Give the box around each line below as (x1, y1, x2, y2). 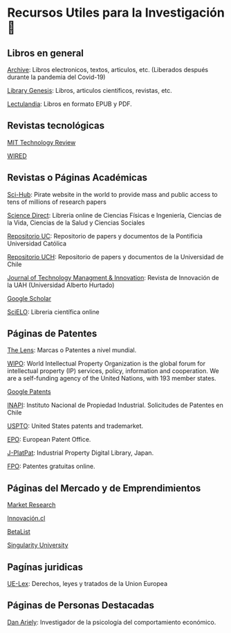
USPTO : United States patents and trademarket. (7, 422, 144, 431)
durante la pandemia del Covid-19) (7, 73, 106, 81)
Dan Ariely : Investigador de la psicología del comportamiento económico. (7, 618, 216, 626)
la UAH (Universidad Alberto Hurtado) (7, 281, 115, 289)
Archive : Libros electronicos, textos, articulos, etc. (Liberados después (7, 66, 209, 73)
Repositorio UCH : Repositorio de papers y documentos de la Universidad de (7, 252, 224, 261)
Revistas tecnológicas (7, 120, 105, 132)
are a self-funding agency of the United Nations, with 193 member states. (7, 374, 216, 383)
